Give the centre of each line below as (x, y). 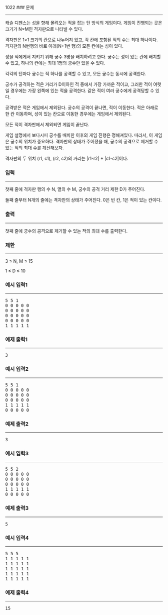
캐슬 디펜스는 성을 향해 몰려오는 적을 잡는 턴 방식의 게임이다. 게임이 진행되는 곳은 (84, 23)
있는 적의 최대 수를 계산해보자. (34, 148)
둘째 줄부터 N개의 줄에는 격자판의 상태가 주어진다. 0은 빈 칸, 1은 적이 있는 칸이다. (83, 200)
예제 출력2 (17, 424)
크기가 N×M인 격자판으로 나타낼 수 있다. (44, 29)
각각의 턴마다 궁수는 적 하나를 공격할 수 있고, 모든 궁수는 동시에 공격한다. (76, 74)
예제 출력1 (16, 340)
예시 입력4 (17, 538)
